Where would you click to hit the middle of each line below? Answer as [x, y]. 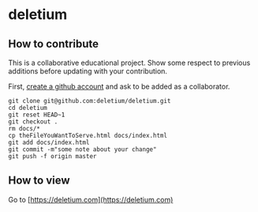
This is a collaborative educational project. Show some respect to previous [129, 62]
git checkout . [33, 122]
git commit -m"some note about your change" [82, 150]
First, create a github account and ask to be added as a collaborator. [119, 86]
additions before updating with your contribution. [88, 71]
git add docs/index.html [49, 142]
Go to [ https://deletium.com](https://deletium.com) [91, 199]
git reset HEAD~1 [37, 115]
